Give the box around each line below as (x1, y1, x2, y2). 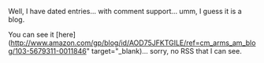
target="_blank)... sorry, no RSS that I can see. (91, 47, 242, 55)
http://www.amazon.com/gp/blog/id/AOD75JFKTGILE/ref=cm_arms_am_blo (10, 38, 256, 47)
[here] (55, 30, 76, 39)
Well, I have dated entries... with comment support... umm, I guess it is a (8, 7, 242, 16)
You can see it (8, 30, 54, 39)
